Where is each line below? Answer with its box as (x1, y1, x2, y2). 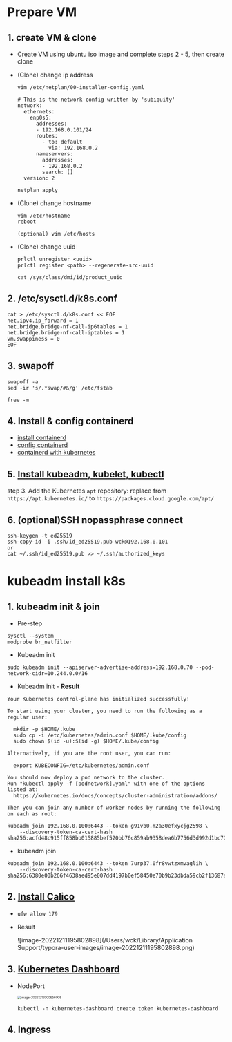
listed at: (7, 786, 39, 793)
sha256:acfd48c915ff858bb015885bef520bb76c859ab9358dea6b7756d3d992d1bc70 (7, 835, 227, 842)
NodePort (17, 982, 45, 990)
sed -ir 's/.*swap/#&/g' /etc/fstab (7, 384, 113, 391)
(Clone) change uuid (17, 243, 76, 251)
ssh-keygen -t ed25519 (7, 533, 72, 540)
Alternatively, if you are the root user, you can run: (7, 750, 171, 757)
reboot (17, 218, 37, 225)
